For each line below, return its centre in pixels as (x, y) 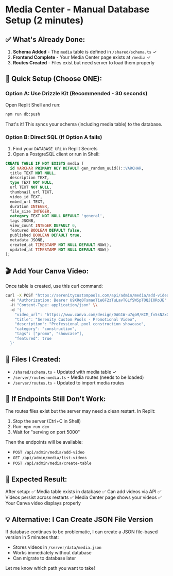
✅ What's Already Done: (45, 39)
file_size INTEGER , (31, 211)
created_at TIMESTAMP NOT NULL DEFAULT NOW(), (61, 245)
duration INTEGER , (30, 206)
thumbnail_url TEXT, (32, 192)
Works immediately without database (52, 553)
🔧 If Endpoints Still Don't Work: (56, 399)
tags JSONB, (23, 221)
